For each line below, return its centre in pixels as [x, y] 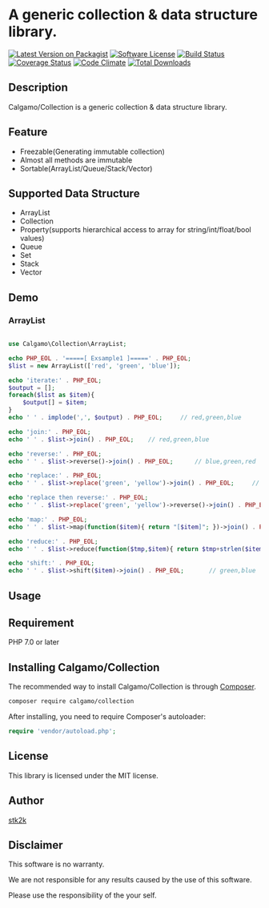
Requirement [41, 623]
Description [38, 88]
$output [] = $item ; [55, 403]
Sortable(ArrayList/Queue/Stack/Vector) [86, 168]
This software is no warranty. [56, 864]
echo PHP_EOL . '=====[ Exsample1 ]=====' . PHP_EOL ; [100, 358]
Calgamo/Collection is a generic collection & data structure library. [118, 106]
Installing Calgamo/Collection [84, 667]
